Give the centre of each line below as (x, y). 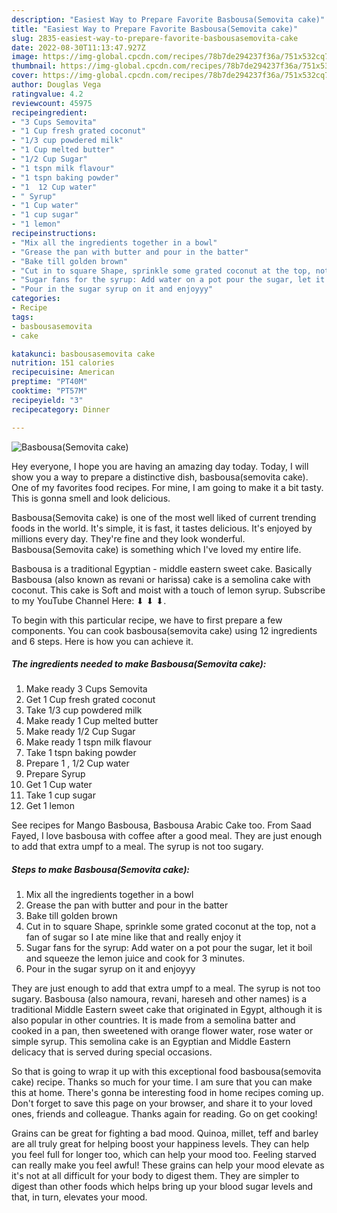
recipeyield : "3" (47, 400)
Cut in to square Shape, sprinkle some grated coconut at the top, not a (171, 927)
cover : (25, 76)
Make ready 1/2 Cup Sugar (80, 732)
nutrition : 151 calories (63, 363)
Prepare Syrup (55, 774)
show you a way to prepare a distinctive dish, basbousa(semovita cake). (160, 477)
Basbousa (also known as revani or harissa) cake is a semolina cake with (161, 579)
